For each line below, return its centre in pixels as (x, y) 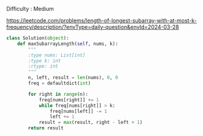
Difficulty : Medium (30, 9)
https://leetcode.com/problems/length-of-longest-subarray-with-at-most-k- (102, 20)
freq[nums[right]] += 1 (69, 100)
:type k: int (45, 61)
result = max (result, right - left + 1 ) (91, 123)
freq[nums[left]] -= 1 (78, 111)
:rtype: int (43, 66)
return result (46, 128)
